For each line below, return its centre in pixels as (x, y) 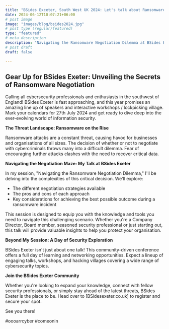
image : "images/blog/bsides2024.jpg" (45, 24)
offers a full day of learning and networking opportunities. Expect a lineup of (84, 255)
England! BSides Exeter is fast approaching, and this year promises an (78, 102)
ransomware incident (34, 205)
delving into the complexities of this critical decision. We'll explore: (74, 179)
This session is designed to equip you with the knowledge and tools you (80, 214)
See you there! (20, 311)
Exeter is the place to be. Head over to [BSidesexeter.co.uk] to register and (83, 296)
